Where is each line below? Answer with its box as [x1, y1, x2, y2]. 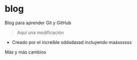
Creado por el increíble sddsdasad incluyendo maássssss [12, 39, 132, 45]
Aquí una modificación [17, 29, 64, 35]
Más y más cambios [5, 49, 46, 55]
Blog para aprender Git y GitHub [5, 20, 72, 26]
